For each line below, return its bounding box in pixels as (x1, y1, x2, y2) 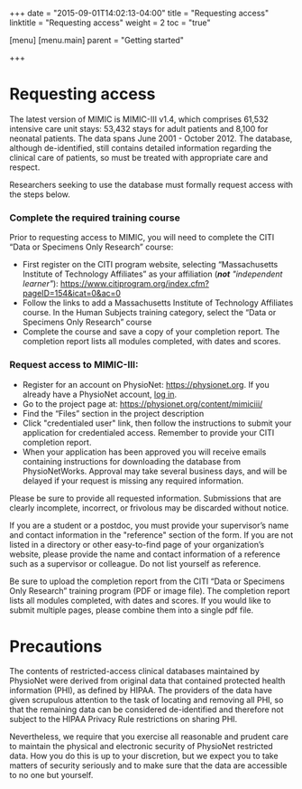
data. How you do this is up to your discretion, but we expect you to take (9, 750, 279, 762)
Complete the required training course (9, 211, 180, 224)
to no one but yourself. (9, 770, 94, 781)
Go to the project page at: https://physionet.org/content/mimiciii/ (22, 398, 263, 409)
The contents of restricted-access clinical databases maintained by (9, 666, 260, 677)
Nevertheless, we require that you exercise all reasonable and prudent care (9, 731, 288, 742)
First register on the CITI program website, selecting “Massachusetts (22, 259, 279, 270)
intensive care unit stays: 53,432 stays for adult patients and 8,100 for (9, 123, 269, 134)
